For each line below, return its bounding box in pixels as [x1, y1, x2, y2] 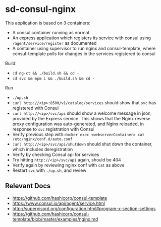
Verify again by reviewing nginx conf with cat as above [12, 162, 125, 168]
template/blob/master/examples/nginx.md [12, 216, 98, 222]
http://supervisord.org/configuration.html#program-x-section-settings [12, 205, 156, 212]
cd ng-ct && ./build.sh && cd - [12, 71, 79, 76]
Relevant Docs [5, 182, 51, 190]
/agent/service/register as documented [12, 40, 97, 46]
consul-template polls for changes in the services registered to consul [12, 51, 156, 57]
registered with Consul [12, 105, 59, 111]
